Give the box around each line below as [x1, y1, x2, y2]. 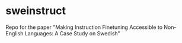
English [5, 29, 24, 37]
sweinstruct [5, 4, 66, 18]
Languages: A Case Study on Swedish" [24, 29, 121, 37]
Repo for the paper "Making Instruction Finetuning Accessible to [5, 24, 163, 31]
